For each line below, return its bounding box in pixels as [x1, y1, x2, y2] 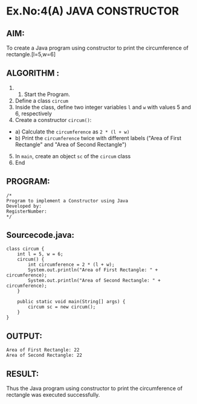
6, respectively [15, 110, 53, 117]
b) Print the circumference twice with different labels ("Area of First [15, 134, 182, 141]
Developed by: [6, 203, 42, 209]
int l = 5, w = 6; [17, 251, 63, 257]
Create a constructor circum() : [15, 116, 92, 123]
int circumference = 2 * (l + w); [28, 261, 115, 268]
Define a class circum [15, 97, 68, 104]
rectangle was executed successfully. [6, 391, 100, 399]
